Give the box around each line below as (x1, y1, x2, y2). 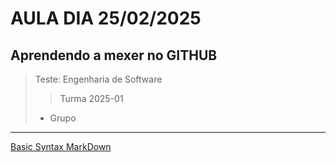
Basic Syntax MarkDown (10, 141, 112, 152)
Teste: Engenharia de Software (34, 73, 163, 85)
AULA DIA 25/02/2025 (10, 7, 202, 30)
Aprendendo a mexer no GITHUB (10, 47, 218, 64)
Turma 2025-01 (59, 93, 124, 104)
